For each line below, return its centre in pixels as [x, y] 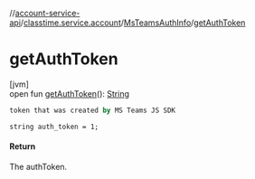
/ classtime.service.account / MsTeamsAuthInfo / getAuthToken [133, 23]
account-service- [47, 13]
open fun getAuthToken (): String [69, 93]
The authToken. [38, 167]
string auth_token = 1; [54, 127]
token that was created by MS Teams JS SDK [93, 110]
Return [23, 146]
